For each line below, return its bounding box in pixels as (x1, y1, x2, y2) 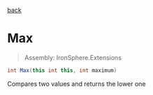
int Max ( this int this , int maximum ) (7, 66, 117, 74)
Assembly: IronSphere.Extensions (24, 53, 122, 61)
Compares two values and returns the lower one (7, 80, 146, 88)
